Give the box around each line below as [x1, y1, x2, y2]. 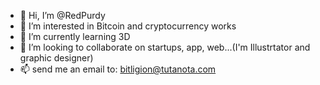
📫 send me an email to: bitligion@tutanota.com [19, 63, 217, 75]
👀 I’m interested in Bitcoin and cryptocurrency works [19, 20, 237, 32]
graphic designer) [19, 52, 94, 64]
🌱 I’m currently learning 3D [19, 31, 131, 42]
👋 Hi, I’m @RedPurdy [19, 10, 106, 21]
